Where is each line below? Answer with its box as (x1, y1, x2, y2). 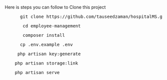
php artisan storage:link (14, 61, 78, 66)
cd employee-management (22, 23, 81, 29)
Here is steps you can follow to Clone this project (4, 4, 106, 10)
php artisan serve (14, 70, 60, 75)
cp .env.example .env (20, 42, 73, 47)
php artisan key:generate (17, 51, 81, 57)
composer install (22, 32, 65, 38)
